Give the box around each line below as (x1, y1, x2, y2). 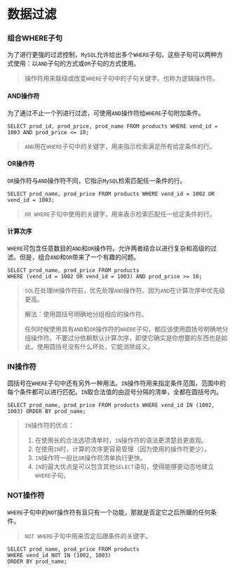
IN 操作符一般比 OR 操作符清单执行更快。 (34, 454, 147, 462)
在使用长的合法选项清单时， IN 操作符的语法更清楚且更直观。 (34, 436, 208, 445)
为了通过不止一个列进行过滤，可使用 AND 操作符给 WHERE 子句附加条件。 (7, 108, 205, 117)
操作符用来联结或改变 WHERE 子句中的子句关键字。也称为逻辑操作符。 (24, 74, 219, 83)
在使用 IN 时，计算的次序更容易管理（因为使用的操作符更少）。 (34, 445, 210, 453)
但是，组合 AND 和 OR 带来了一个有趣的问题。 (19, 253, 140, 261)
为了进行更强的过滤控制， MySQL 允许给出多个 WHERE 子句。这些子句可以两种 (7, 51, 217, 59)
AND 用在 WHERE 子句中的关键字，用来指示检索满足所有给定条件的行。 (24, 142, 216, 150)
